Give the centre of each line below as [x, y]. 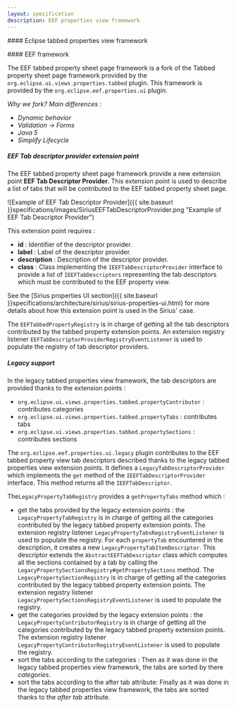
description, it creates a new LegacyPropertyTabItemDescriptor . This [117, 547]
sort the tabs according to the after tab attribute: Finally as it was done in [123, 682]
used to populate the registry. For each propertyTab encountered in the [120, 540]
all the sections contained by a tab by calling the [88, 563]
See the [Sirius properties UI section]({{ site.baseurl [82, 296]
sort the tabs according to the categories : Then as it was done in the [118, 660]
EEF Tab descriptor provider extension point [73, 156]
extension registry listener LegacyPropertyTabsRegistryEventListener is [121, 533]
